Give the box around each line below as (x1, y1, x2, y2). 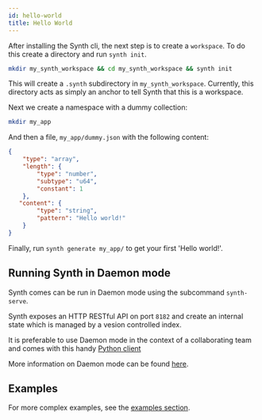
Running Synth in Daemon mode (8, 267, 171, 280)
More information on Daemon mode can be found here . (8, 359, 189, 368)
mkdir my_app (8, 118, 52, 126)
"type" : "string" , (37, 207, 98, 215)
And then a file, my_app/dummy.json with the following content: (8, 133, 209, 142)
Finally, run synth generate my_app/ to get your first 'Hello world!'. (8, 243, 224, 252)
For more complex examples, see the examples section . (8, 403, 191, 413)
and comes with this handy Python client (8, 343, 141, 353)
